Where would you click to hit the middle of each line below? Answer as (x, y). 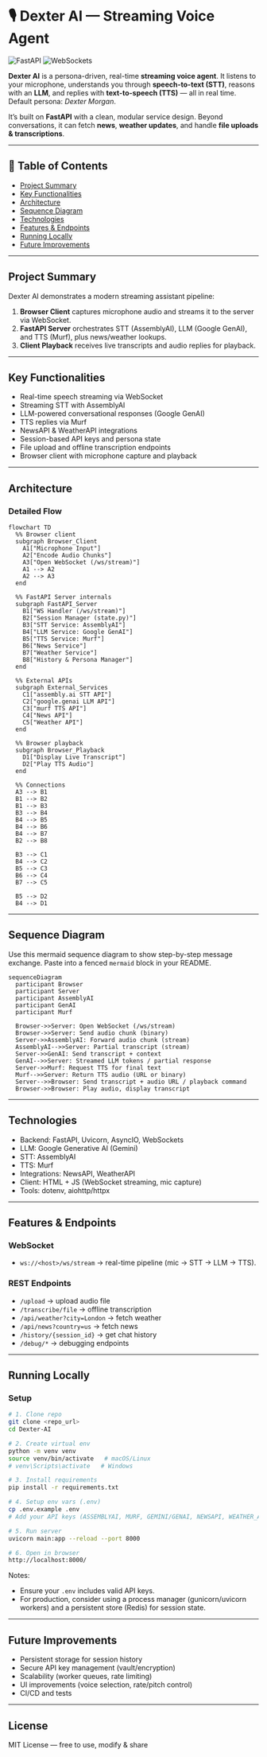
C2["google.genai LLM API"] (69, 702)
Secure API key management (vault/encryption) (98, 1668)
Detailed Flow (35, 511)
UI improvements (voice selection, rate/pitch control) (106, 1685)
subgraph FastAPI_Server (56, 604)
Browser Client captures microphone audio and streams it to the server (137, 311)
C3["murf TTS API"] (55, 709)
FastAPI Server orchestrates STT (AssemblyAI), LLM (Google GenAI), (133, 328)
